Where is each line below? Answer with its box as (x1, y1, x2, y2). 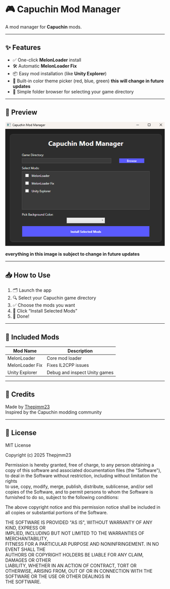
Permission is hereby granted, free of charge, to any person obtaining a (5, 461, 154, 468)
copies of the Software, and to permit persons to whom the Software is (5, 488, 153, 495)
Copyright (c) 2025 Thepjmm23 (5, 452, 72, 458)
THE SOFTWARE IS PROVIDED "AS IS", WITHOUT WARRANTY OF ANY (5, 519, 153, 525)
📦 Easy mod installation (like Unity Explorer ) (12, 70, 107, 76)
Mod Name (13, 348, 37, 354)
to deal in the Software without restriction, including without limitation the (5, 473, 158, 479)
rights (5, 478, 18, 484)
